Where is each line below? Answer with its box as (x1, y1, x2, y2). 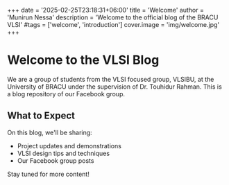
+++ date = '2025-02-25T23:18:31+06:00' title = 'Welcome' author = (7, 6, 205, 14)
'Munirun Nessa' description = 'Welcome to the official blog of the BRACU (7, 13, 219, 21)
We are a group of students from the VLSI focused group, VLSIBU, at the (7, 75, 214, 83)
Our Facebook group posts (17, 156, 94, 165)
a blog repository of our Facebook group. (7, 89, 125, 98)
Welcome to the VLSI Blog (7, 52, 160, 68)
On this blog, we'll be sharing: (7, 128, 92, 136)
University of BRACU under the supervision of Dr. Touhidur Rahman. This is (7, 82, 222, 91)
